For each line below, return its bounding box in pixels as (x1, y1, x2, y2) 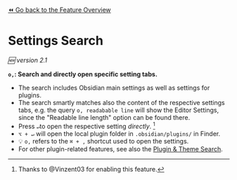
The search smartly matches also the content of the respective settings (18, 98, 225, 106)
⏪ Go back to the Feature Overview (8, 6, 111, 14)
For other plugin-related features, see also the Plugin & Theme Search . (18, 144, 224, 153)
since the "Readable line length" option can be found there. (18, 113, 191, 121)
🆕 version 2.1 (8, 55, 48, 64)
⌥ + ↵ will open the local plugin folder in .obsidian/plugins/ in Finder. (18, 129, 221, 138)
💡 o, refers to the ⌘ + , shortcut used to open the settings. (18, 137, 189, 145)
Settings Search (8, 33, 104, 49)
